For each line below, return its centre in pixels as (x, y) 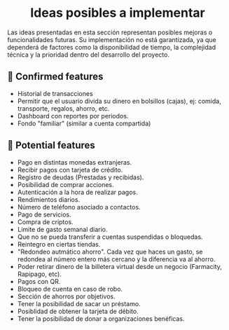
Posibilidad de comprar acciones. (65, 184)
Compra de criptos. (45, 221)
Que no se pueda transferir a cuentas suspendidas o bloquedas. (110, 237)
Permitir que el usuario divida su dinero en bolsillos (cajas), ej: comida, (119, 101)
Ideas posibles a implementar (118, 13)
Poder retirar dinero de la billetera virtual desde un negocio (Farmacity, (119, 266)
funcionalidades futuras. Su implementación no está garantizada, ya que (112, 39)
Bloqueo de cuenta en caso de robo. (70, 289)
